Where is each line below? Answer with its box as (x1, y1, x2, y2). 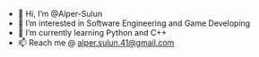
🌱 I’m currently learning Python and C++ (17, 28, 168, 37)
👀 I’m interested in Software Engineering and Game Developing (17, 18, 251, 28)
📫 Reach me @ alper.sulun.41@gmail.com (17, 37, 175, 48)
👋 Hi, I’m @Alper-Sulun (17, 9, 103, 19)
